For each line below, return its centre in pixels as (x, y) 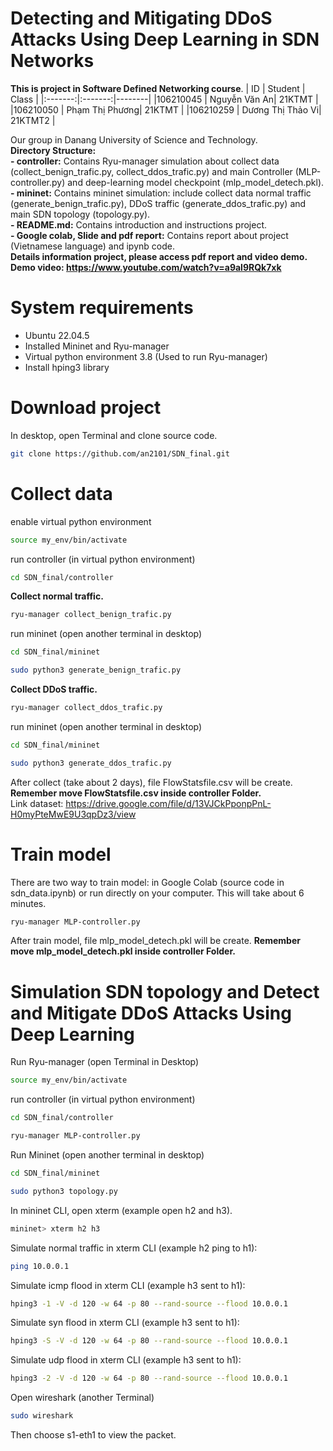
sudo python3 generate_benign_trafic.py (96, 670)
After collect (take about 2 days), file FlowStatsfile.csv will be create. (151, 782)
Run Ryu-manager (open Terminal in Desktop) (105, 1062)
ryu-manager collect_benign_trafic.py (91, 615)
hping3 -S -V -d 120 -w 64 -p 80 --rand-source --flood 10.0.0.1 (149, 1341)
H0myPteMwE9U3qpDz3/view (73, 814)
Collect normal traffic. (57, 596)
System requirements (102, 308)
